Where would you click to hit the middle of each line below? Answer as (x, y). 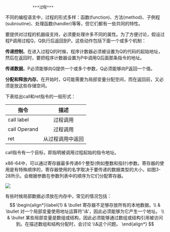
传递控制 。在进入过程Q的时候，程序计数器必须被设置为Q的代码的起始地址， (84, 51)
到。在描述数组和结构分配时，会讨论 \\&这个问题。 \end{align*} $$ (85, 224)
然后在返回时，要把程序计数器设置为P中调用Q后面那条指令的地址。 (75, 58)
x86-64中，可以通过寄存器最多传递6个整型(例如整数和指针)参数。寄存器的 (83, 163)
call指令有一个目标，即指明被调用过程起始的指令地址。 (62, 152)
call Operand (23, 129)
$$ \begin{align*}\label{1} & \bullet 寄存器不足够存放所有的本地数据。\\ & (85, 205)
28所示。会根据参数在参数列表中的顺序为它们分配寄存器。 (66, 176)
